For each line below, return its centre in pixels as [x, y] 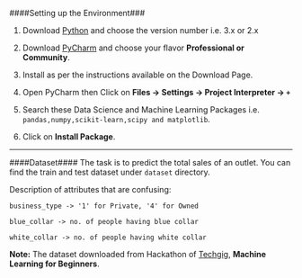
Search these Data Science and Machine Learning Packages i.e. [141, 110]
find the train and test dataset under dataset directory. [110, 172]
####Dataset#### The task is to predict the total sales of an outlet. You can [150, 162]
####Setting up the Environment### [77, 13]
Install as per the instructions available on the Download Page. [138, 75]
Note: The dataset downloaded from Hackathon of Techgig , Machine [138, 254]
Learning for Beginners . [55, 264]
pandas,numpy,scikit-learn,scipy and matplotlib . [116, 119]
